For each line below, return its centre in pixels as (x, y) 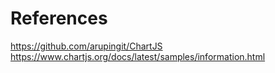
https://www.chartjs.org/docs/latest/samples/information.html (138, 56)
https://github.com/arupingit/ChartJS (86, 46)
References (59, 18)
